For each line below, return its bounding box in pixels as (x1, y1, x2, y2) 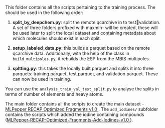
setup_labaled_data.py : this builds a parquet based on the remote (12, 45, 150, 51)
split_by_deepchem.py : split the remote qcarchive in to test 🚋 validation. (12, 20, 160, 25)
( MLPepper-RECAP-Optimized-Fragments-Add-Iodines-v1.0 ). (5, 117, 133, 122)
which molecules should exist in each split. (12, 35, 101, 41)
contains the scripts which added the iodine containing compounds (5, 111, 144, 117)
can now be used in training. (12, 76, 72, 82)
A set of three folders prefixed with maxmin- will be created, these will (12, 25, 158, 31)
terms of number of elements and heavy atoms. (5, 91, 104, 97)
